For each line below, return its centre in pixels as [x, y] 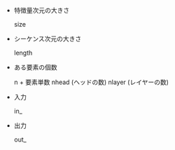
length [23, 53]
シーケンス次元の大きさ [48, 39]
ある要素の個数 [35, 67]
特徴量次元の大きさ [42, 10]
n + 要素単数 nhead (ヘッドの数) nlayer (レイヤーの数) [91, 82]
